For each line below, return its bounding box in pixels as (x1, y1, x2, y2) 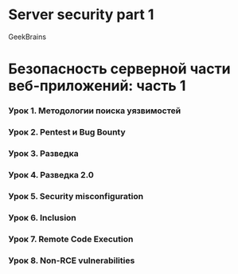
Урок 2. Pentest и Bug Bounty (8, 126, 126, 137)
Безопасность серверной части (8, 60, 231, 78)
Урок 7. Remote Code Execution (8, 233, 134, 245)
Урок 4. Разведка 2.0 (8, 169, 94, 180)
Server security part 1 (8, 6, 154, 24)
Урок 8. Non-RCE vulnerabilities (8, 255, 135, 266)
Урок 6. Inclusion (8, 212, 77, 223)
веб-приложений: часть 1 (8, 77, 186, 95)
